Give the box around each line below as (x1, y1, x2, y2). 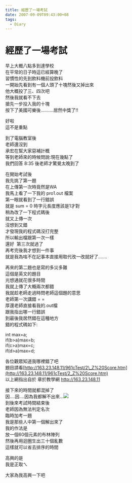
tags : (5, 17, 17, 22)
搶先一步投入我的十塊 (5, 101, 50, 107)
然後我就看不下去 (5, 94, 41, 100)
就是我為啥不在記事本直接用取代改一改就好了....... (5, 254, 108, 260)
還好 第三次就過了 (5, 241, 43, 247)
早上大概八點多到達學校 (5, 63, 54, 69)
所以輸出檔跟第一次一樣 (5, 234, 54, 241)
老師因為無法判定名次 (5, 406, 50, 412)
